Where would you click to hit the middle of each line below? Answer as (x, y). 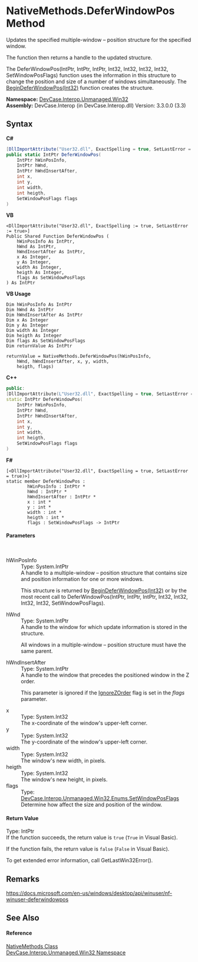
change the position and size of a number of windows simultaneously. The (96, 81)
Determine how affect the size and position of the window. (92, 805)
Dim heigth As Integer (34, 336)
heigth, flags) (35, 367)
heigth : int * (46, 517)
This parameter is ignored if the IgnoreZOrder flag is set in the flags (103, 693)
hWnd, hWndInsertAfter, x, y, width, (63, 361)
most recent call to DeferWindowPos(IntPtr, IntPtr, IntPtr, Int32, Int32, (105, 597)
